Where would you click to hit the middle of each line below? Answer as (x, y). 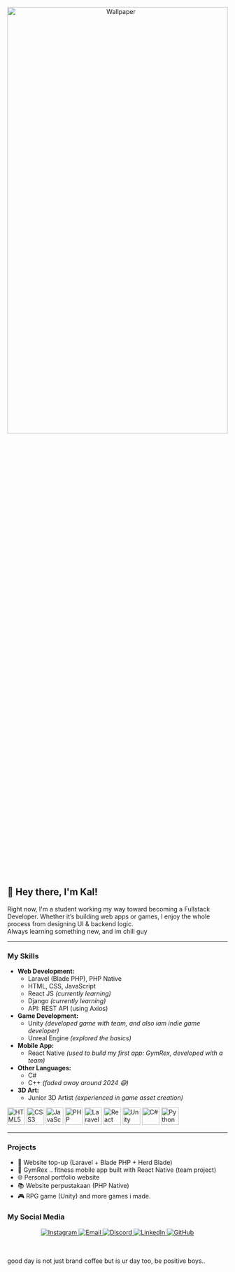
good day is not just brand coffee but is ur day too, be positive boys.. (106, 1261)
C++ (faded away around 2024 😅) (78, 1083)
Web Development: (46, 971)
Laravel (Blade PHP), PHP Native (75, 979)
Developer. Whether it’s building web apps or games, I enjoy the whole (109, 916)
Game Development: (48, 1016)
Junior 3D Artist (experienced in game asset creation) (106, 1098)
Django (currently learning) (67, 1001)
